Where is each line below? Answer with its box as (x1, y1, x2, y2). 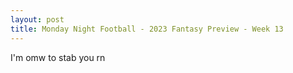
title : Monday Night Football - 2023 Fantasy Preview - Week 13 (10, 24, 284, 34)
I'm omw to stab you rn (10, 51, 106, 63)
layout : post (10, 14, 65, 25)
